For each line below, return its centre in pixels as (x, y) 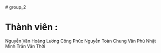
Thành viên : (32, 27)
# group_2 (16, 7)
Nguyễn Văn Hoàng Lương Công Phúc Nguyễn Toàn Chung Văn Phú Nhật (80, 41)
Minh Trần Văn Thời (25, 46)
